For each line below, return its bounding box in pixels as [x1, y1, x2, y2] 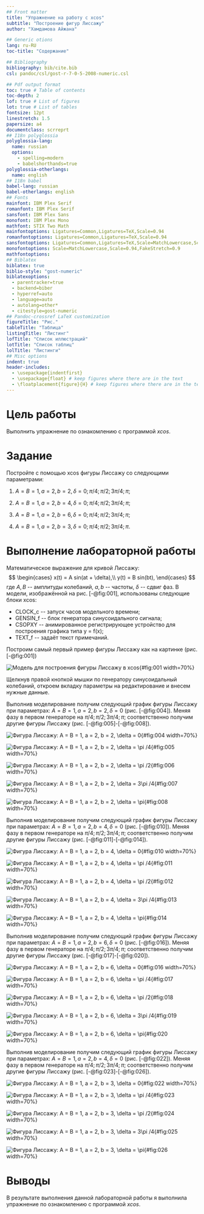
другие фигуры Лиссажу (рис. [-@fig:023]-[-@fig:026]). [6, 1067, 151, 1075]
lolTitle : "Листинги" [6, 347, 61, 354]
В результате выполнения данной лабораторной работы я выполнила [6, 1194, 187, 1201]
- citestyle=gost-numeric [12, 308, 78, 314]
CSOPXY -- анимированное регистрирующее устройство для [15, 621, 176, 628]
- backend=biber [12, 285, 53, 291]
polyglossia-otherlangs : [6, 166, 69, 172]
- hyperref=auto [12, 291, 53, 297]
